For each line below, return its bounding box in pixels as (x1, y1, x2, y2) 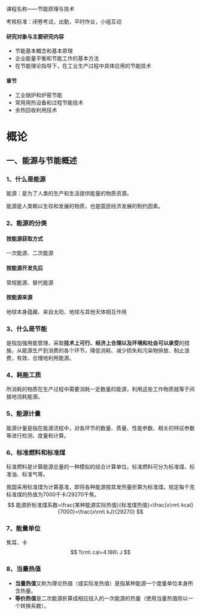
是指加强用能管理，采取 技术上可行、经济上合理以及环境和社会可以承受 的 (6, 340, 184, 347)
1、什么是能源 (6, 175, 46, 183)
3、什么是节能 (6, 325, 47, 333)
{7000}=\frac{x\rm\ (57, 508, 106, 515)
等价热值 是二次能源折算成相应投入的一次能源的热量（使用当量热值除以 (14, 595, 188, 602)
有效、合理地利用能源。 (16, 355, 75, 362)
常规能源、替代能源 (6, 278, 54, 286)
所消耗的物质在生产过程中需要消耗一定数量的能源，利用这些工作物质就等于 (6, 386, 190, 393)
